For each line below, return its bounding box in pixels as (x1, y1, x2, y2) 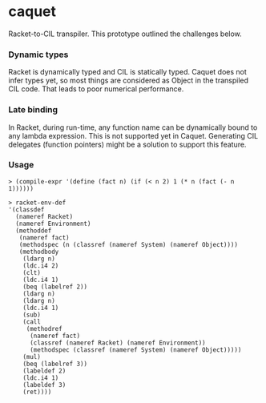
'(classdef (8, 205, 45, 214)
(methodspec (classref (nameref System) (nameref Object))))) (29, 345, 242, 354)
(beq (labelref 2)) (22, 283, 88, 291)
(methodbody (18, 248, 59, 256)
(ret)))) (22, 388, 52, 396)
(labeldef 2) (22, 367, 66, 375)
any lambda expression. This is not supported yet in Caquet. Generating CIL (8, 131, 259, 140)
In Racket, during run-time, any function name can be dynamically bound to (8, 123, 258, 132)
